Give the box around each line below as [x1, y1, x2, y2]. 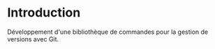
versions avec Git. [7, 35, 59, 43]
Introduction [7, 5, 81, 21]
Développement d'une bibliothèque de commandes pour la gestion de [7, 28, 209, 36]
